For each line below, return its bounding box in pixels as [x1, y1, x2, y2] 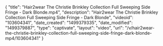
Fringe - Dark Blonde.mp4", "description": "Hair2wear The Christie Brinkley [5, 9, 159, 15]
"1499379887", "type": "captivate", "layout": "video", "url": [5, 25, 124, 31]
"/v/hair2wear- [124, 25, 155, 31]
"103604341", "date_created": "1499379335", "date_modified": [5, 20, 133, 25]
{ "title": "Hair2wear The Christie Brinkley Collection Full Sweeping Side [5, 4, 151, 10]
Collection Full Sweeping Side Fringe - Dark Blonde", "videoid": [5, 15, 133, 20]
